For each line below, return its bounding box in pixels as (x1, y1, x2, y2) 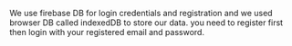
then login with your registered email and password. (9, 27, 205, 37)
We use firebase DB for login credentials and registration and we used (9, 8, 273, 18)
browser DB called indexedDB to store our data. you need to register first (9, 17, 284, 28)
